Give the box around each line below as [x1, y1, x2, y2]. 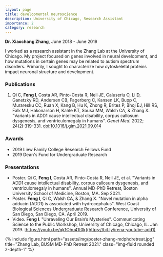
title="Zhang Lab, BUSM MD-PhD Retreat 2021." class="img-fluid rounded [5, 241, 155, 247]
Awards [5, 135, 24, 142]
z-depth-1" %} [5, 247, 34, 253]
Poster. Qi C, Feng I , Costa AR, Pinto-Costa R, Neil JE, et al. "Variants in [12, 175, 156, 181]
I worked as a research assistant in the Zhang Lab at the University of [5, 48, 145, 54]
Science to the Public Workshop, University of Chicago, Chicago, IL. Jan [12, 221, 158, 227]
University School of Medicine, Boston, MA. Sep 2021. [12, 191, 121, 197]
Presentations [5, 164, 40, 171]
